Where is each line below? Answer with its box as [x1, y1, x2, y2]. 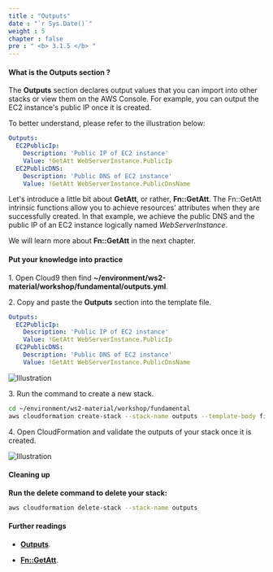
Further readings [8, 522, 67, 531]
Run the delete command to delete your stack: [8, 487, 168, 497]
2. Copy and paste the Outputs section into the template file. [8, 297, 212, 307]
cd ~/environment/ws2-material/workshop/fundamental [8, 404, 191, 413]
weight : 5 [8, 27, 45, 35]
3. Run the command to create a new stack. [8, 388, 154, 399]
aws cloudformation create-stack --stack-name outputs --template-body [8, 412, 256, 420]
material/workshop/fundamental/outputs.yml [8, 282, 167, 291]
